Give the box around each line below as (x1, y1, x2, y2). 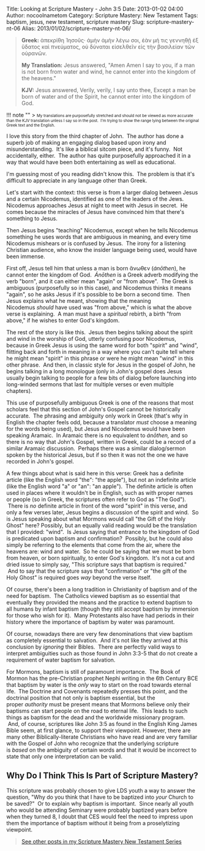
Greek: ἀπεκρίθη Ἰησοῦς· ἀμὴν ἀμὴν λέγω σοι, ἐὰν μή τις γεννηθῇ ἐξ (21, 37, 199, 44)
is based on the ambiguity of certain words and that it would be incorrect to (6, 746, 197, 754)
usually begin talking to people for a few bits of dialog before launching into (6, 374, 197, 381)
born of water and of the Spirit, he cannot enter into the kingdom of (21, 93, 192, 100)
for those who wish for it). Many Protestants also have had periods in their (6, 612, 195, 619)
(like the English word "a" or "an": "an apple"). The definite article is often (6, 483, 193, 490)
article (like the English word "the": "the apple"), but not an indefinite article (6, 476, 196, 483)
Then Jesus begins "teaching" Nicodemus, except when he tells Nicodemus (6, 227, 198, 234)
